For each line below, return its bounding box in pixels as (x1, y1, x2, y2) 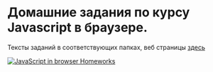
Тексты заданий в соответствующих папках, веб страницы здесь (7, 43, 206, 51)
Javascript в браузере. (7, 19, 148, 36)
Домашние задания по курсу (7, 4, 190, 21)
